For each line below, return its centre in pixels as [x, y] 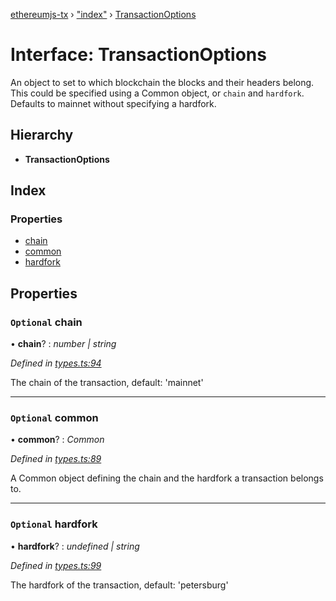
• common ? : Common [57, 440]
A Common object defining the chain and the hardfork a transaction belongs [167, 478]
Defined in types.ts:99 [56, 565]
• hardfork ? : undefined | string [75, 546]
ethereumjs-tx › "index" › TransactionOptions [103, 14]
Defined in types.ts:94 [56, 363]
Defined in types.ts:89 [56, 459]
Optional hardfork [54, 524]
